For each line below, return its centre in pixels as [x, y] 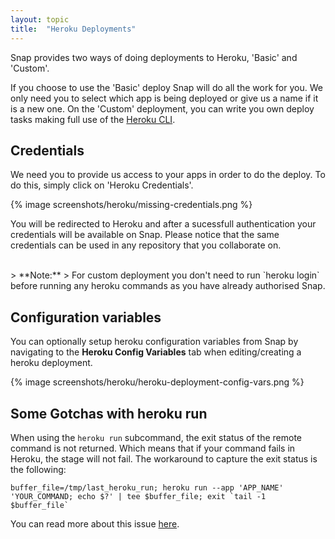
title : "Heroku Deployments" [73, 29]
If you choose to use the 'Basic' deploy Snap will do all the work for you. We [166, 87]
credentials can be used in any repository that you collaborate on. [146, 245]
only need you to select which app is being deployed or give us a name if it [164, 98]
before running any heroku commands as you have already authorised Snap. [168, 286]
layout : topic [40, 19]
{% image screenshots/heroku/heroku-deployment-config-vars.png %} [157, 382]
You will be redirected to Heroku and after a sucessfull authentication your [163, 224]
